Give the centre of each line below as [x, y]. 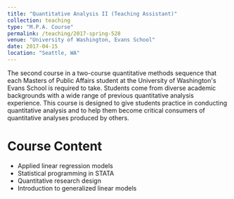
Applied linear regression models [65, 165]
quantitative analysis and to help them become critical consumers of [106, 110]
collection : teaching [39, 20]
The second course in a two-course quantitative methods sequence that [112, 73]
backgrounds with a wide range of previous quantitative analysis [101, 95]
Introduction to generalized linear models [77, 188]
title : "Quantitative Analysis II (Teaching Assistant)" [92, 14]
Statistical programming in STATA [66, 173]
